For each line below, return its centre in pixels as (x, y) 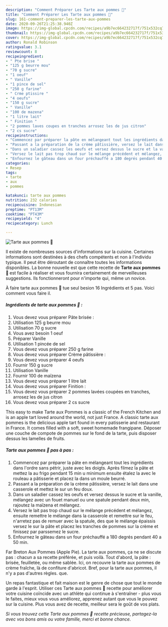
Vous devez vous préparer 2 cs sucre (51, 402)
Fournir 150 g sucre (33, 365)
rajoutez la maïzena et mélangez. (47, 505)
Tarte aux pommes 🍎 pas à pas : (40, 450)
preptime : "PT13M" (25, 209)
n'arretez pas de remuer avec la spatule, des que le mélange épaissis (84, 521)
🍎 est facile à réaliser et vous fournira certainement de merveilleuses (76, 273)
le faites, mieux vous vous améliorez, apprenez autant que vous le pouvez (82, 598)
